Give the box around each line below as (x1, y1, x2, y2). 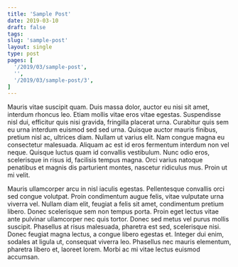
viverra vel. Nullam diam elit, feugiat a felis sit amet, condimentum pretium (7, 200, 225, 209)
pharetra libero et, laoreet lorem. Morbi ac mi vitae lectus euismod (7, 245, 200, 253)
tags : (7, 30, 23, 38)
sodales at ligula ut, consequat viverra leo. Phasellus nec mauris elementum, (7, 238, 232, 246)
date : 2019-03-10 (7, 17, 59, 24)
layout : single (7, 43, 53, 51)
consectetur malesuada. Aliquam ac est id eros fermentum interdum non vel (7, 140, 229, 150)
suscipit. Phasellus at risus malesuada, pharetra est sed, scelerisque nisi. (7, 222, 222, 231)
